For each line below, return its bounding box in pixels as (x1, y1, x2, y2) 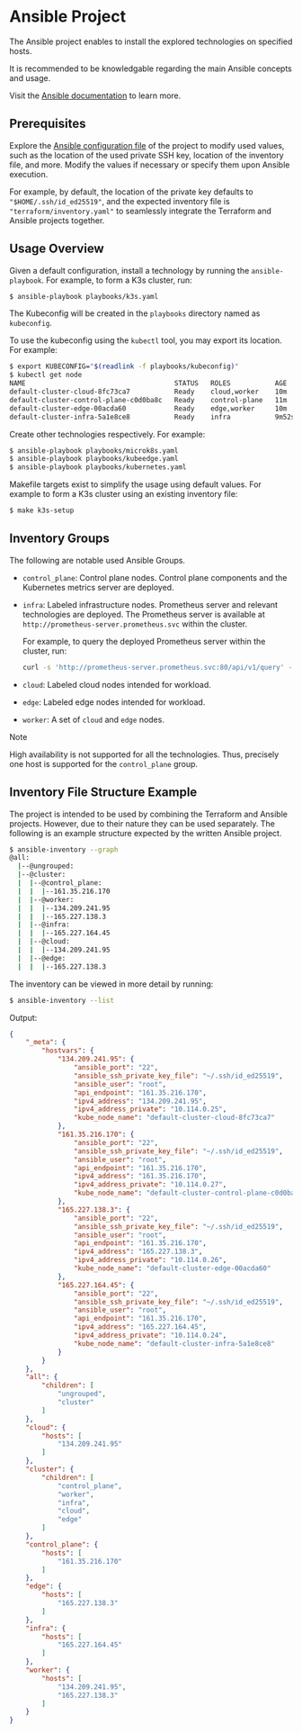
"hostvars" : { (41, 1046, 94, 1055)
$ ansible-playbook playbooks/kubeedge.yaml (9, 455, 179, 464)
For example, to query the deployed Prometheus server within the (22, 636, 266, 646)
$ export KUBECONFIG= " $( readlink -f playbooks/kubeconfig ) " (9, 362, 240, 371)
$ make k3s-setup (9, 506, 75, 515)
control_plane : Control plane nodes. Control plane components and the (22, 572, 288, 582)
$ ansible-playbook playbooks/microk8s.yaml (9, 446, 179, 456)
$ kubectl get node (9, 371, 83, 380)
